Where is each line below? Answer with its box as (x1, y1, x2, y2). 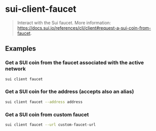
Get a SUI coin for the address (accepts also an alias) (5, 88, 134, 95)
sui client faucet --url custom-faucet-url (5, 122, 96, 127)
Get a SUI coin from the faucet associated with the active (5, 59, 144, 66)
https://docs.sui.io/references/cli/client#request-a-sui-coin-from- (17, 25, 152, 31)
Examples (5, 44, 36, 53)
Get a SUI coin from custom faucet (5, 111, 89, 118)
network (5, 65, 26, 72)
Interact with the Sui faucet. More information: (17, 20, 111, 26)
